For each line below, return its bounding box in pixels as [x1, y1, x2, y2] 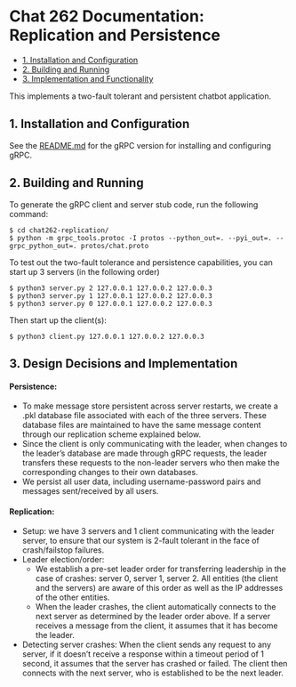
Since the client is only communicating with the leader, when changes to [21, 439, 288, 449]
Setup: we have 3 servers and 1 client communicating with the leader [21, 526, 276, 537]
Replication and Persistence [9, 25, 220, 45]
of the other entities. [35, 592, 110, 602]
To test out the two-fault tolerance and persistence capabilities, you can [9, 256, 273, 268]
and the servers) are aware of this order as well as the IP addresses [35, 583, 284, 594]
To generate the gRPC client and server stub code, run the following [9, 198, 259, 210]
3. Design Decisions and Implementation [9, 356, 238, 371]
